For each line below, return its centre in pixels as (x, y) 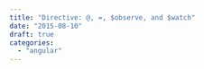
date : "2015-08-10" (46, 26)
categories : (32, 43)
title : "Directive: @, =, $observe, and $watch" (102, 17)
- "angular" (40, 51)
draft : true (32, 34)
